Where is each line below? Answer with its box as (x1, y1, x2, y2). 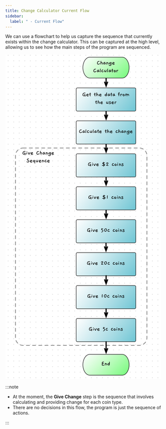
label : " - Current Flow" (10, 19, 65, 24)
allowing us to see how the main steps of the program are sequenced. (5, 44, 151, 50)
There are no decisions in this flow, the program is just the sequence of (12, 405, 161, 411)
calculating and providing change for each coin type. (12, 399, 123, 405)
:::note (5, 384, 19, 390)
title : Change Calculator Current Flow (5, 8, 90, 13)
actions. (12, 410, 29, 416)
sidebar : (5, 13, 24, 19)
